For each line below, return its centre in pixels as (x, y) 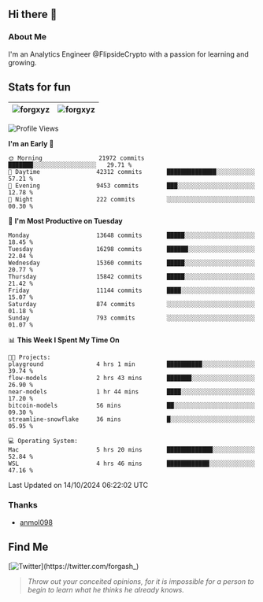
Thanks (23, 505)
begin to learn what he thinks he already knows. (106, 589)
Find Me (28, 547)
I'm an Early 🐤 (31, 143)
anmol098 (36, 522)
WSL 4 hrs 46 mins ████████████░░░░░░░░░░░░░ (132, 464)
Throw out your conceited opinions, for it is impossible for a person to (141, 581)
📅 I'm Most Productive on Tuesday (66, 220)
